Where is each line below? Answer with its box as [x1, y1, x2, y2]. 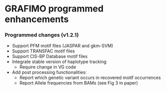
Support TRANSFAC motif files [12, 48, 75, 54]
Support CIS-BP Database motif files [12, 53, 88, 59]
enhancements [5, 13, 69, 25]
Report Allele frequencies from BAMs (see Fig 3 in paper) [19, 80, 138, 86]
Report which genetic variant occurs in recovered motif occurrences [19, 74, 161, 80]
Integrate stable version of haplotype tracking [12, 58, 107, 65]
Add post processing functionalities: [12, 69, 87, 75]
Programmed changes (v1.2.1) [5, 31, 79, 38]
